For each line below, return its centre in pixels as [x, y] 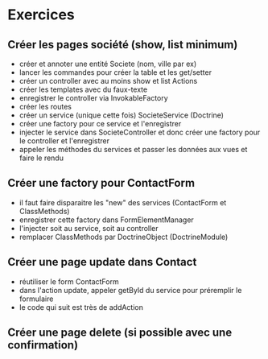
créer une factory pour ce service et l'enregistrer [100, 124]
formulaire [36, 299]
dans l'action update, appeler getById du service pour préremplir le [130, 290]
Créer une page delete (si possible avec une [120, 333]
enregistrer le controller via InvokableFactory [93, 98]
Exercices [41, 15]
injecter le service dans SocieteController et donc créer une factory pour [140, 132]
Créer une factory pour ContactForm [101, 183]
